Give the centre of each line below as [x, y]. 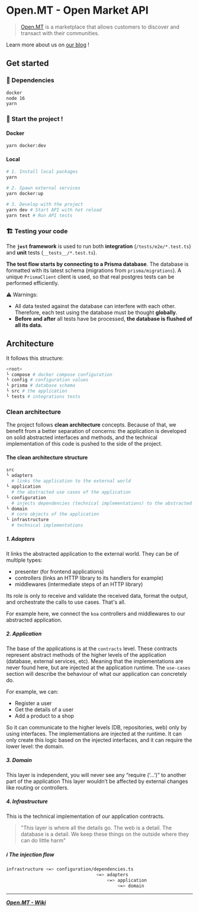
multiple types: [24, 560]
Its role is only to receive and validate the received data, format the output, [97, 596]
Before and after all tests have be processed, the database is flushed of [103, 318]
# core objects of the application [55, 514]
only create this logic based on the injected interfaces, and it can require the [99, 740]
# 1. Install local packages [42, 172]
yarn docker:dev [26, 146]
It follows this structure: [35, 358]
